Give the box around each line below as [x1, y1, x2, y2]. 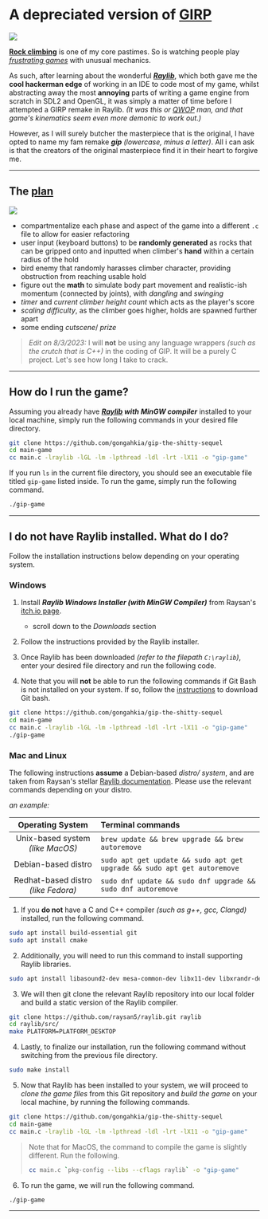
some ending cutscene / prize [20, 322, 117, 332]
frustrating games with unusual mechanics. [9, 55, 151, 65]
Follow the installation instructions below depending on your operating [9, 551, 239, 560]
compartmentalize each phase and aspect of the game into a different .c [20, 221, 259, 230]
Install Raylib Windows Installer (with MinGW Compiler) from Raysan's [20, 598, 257, 608]
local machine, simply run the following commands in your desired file [9, 415, 239, 424]
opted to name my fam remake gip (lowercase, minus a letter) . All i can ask [9, 137, 255, 147]
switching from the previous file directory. [20, 1051, 158, 1060]
